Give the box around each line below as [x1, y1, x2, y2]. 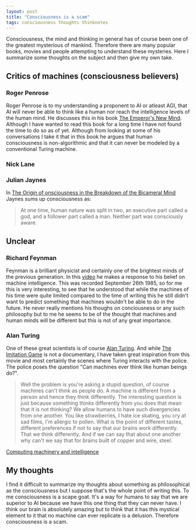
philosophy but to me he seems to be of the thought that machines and [6, 310, 177, 317]
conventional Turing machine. [6, 146, 78, 153]
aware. [20, 219, 37, 226]
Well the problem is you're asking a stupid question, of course [20, 381, 170, 388]
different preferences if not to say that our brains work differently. [20, 425, 178, 432]
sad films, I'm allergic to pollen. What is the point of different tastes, [20, 418, 183, 425]
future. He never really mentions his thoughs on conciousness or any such [6, 304, 185, 311]
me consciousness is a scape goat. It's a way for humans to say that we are [6, 493, 188, 501]
